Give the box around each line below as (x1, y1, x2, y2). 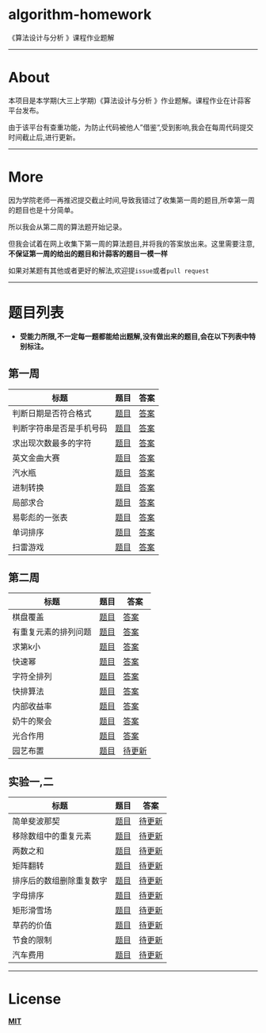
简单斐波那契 (12, 816, 61, 827)
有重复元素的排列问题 (12, 626, 93, 637)
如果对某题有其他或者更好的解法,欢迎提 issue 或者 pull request (8, 266, 210, 275)
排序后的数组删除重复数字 (12, 875, 108, 886)
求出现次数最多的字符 (12, 438, 93, 449)
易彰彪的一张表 (12, 511, 69, 522)
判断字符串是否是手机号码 (12, 423, 108, 434)
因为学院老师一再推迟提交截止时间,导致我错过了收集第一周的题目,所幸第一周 (8, 195, 256, 205)
